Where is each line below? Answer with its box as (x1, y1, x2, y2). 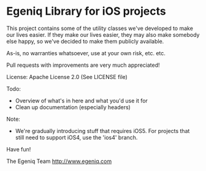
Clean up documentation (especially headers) (15, 103, 131, 111)
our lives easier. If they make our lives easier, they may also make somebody (6, 31, 200, 38)
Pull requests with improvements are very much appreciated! (6, 61, 161, 69)
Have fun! (6, 145, 31, 153)
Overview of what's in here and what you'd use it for (15, 97, 148, 104)
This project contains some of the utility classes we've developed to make (6, 25, 193, 32)
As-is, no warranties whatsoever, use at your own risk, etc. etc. (6, 49, 166, 56)
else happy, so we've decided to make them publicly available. (6, 37, 164, 45)
